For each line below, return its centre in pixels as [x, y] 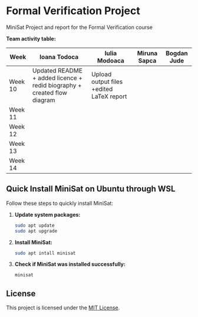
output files [107, 81]
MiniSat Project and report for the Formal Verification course [80, 27]
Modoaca [111, 60]
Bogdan [177, 53]
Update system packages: [47, 214]
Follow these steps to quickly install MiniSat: [60, 203]
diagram [44, 100]
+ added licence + [57, 78]
